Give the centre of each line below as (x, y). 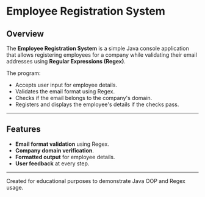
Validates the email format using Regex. (65, 91)
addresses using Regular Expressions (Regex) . (66, 61)
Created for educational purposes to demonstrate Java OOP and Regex (96, 181)
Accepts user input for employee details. (66, 85)
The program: (23, 73)
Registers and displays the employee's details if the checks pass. (97, 104)
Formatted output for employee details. (65, 157)
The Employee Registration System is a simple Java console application (98, 48)
